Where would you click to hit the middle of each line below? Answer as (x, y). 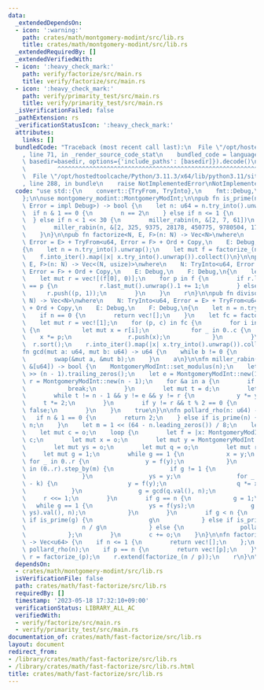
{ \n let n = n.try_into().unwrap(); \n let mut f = (117, 249)
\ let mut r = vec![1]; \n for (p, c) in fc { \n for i (135, 323)
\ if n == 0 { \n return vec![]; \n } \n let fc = (130, 315)
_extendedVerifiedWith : (54, 60)
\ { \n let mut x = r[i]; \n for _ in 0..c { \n (137, 330)
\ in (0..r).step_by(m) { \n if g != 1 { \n (119, 469)
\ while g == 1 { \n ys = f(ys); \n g (139, 506)
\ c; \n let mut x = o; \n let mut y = (108, 440)
